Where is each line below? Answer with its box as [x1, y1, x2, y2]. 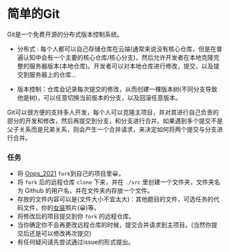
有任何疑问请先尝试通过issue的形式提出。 [16, 238, 135, 247]
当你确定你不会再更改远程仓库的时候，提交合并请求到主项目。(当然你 [16, 220, 212, 229]
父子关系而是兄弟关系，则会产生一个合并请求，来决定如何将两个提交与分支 [7, 125, 217, 134]
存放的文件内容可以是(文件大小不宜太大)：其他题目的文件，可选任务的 [16, 195, 214, 203]
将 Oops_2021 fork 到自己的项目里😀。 [16, 169, 125, 178]
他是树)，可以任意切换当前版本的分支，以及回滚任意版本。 [16, 93, 181, 101]
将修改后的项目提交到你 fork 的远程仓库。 [16, 212, 136, 220]
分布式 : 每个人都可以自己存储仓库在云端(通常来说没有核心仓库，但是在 [16, 45, 217, 53]
